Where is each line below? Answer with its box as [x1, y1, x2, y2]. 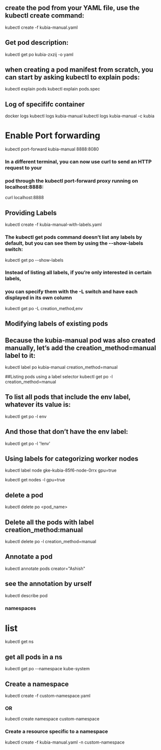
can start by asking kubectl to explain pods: [5, 73, 140, 82]
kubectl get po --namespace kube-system [5, 666, 90, 672]
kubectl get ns [5, 639, 34, 644]
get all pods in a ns [5, 653, 63, 661]
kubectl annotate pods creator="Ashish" [5, 566, 86, 571]
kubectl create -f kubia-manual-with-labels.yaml [5, 221, 102, 228]
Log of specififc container [5, 100, 85, 109]
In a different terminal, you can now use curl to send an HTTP [5, 158, 152, 165]
